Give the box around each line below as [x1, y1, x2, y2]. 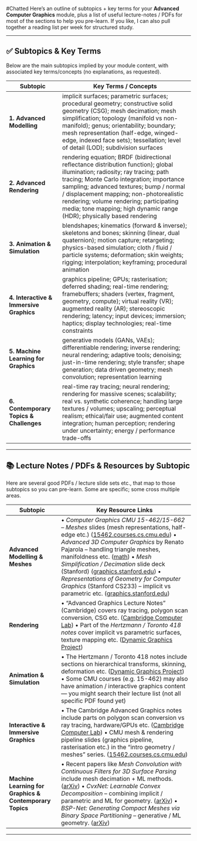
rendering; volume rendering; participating [62, 197, 179, 205]
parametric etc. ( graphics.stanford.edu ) [60, 589, 170, 598]
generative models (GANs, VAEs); [62, 336, 155, 344]
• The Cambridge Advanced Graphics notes [60, 706, 182, 714]
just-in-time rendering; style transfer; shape [62, 358, 185, 366]
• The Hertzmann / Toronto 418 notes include [60, 652, 188, 660]
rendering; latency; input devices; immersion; [62, 312, 186, 320]
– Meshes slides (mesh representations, [60, 523, 171, 531]
